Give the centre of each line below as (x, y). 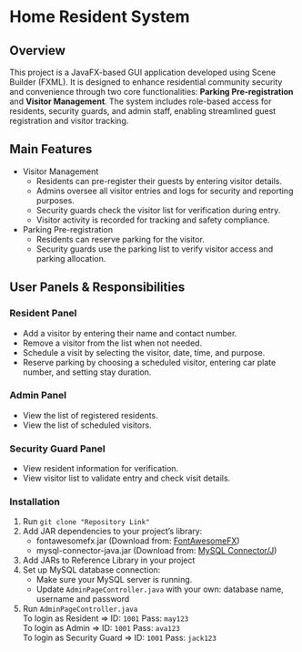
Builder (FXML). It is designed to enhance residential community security (146, 82)
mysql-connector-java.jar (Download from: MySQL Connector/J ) (156, 551)
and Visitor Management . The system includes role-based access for (141, 101)
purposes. (55, 200)
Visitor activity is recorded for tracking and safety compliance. (153, 220)
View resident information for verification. (101, 469)
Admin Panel (38, 396)
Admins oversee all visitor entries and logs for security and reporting (165, 191)
